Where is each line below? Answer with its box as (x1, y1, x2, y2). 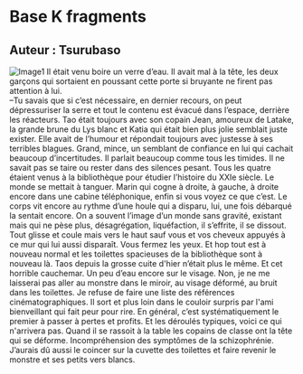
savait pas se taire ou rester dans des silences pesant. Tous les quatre (9, 163, 271, 173)
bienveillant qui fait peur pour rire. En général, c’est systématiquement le (9, 306, 279, 317)
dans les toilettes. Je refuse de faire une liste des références (9, 287, 235, 297)
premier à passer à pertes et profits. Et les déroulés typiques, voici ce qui (9, 316, 282, 326)
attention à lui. (9, 86, 62, 96)
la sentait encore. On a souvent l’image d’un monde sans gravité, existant (9, 210, 282, 220)
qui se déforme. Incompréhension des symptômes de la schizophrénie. (9, 335, 274, 345)
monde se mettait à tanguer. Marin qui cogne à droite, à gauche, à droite (9, 182, 279, 192)
